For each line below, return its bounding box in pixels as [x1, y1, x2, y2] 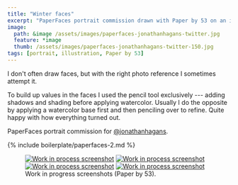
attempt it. [7, 77, 38, 85]
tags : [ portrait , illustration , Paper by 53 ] [7, 50, 144, 57]
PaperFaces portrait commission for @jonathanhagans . [7, 127, 169, 135]
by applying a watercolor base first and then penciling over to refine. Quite [7, 106, 225, 114]
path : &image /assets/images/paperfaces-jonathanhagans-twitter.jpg [13, 30, 220, 38]
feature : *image [13, 37, 62, 44]
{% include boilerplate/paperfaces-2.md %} [7, 140, 136, 149]
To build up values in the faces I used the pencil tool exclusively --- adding [7, 90, 225, 99]
